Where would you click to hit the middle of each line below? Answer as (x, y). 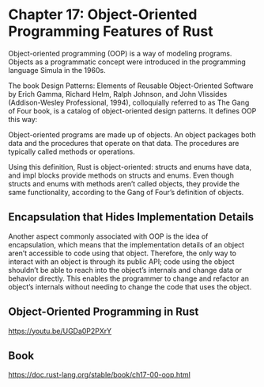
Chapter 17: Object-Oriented (103, 15)
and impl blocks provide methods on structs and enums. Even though (121, 175)
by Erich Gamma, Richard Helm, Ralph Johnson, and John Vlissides (118, 94)
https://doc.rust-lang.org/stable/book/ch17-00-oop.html (100, 375)
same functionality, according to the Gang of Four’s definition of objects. (126, 192)
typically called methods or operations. (72, 151)
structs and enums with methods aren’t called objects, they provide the (124, 183)
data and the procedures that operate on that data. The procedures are (124, 143)
